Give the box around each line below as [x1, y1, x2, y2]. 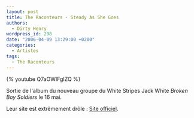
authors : [6, 20, 28, 26]
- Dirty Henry [11, 25, 47, 32]
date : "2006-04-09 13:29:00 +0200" [6, 37, 95, 43]
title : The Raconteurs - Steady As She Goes [6, 14, 119, 20]
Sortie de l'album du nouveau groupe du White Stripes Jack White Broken [6, 87, 189, 94]
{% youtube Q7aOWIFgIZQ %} [6, 75, 81, 83]
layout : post [6, 8, 39, 15]
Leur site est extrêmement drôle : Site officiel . [6, 105, 119, 112]
